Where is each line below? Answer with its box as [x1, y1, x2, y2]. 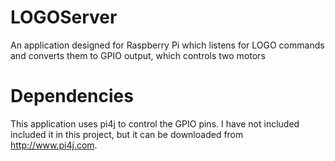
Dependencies [10, 85, 134, 108]
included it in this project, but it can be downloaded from [10, 128, 244, 140]
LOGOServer [10, 6, 118, 29]
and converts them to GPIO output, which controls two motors [10, 49, 266, 61]
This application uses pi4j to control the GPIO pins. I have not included [10, 117, 300, 130]
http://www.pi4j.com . [10, 139, 98, 151]
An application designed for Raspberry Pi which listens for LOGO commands [10, 39, 325, 51]
